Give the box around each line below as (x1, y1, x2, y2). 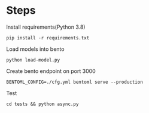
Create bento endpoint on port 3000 (6, 67, 96, 75)
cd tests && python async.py (6, 101, 79, 107)
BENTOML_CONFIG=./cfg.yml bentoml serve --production (6, 79, 144, 85)
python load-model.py (6, 57, 60, 63)
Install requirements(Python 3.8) (6, 23, 86, 30)
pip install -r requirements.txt (6, 35, 90, 41)
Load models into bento (6, 45, 65, 53)
